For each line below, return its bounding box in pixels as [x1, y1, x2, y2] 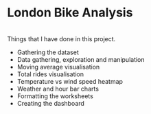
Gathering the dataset [16, 48, 79, 56]
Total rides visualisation [16, 70, 84, 78]
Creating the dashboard [16, 99, 84, 107]
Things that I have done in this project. [7, 34, 116, 43]
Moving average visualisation [16, 62, 100, 71]
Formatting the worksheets [16, 91, 94, 100]
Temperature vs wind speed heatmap [16, 77, 124, 85]
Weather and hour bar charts [16, 84, 100, 93]
